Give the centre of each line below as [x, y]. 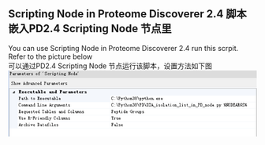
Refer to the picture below [50, 56]
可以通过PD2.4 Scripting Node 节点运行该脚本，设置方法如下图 [110, 66]
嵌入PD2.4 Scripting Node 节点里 [90, 29]
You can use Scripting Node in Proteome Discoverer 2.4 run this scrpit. [123, 48]
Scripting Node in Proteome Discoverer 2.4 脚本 [127, 14]
